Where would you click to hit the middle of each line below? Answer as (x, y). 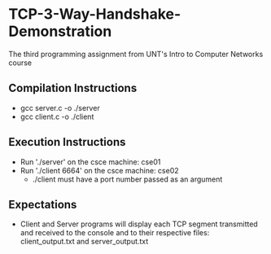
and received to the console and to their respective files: (115, 233)
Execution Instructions (67, 142)
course (20, 63)
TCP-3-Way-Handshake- (95, 14)
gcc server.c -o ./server (60, 107)
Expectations (43, 204)
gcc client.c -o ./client (57, 116)
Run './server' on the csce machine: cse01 (90, 162)
